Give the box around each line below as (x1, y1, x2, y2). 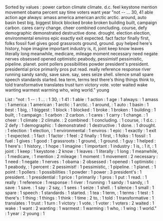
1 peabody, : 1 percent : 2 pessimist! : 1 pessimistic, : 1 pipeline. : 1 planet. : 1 (5, 164, 156, 170)
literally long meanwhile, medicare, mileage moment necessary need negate (5, 51, 158, 57)
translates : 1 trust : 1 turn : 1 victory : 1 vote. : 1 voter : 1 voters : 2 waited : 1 (5, 200, 154, 206)
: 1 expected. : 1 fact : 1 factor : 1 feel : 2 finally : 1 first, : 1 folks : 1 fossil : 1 (5, 133, 151, 139)
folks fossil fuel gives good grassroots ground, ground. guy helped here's (5, 40, 152, 46)
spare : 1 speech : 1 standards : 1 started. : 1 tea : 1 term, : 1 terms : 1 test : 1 (5, 190, 154, 196)
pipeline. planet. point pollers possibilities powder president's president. (5, 61, 149, 67)
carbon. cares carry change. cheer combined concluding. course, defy (5, 25, 147, 31)
